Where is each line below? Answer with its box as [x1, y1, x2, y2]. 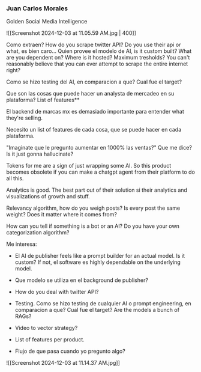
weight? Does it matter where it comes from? [6, 211, 117, 218]
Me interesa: [6, 240, 37, 248]
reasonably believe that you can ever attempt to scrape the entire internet [6, 60, 188, 67]
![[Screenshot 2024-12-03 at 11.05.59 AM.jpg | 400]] [6, 29, 137, 37]
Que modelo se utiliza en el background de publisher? [14, 276, 149, 284]
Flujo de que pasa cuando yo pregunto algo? [14, 347, 126, 355]
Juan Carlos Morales [6, 4, 68, 13]
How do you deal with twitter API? [14, 288, 99, 296]
